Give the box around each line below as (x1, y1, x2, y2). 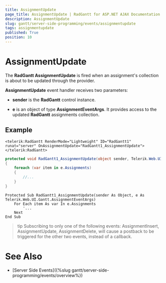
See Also (5, 250, 42, 262)
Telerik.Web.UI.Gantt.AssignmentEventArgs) (5, 197, 96, 202)
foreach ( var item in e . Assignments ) (14, 165, 92, 170)
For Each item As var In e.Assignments (14, 201, 96, 206)
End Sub (5, 214, 21, 219)
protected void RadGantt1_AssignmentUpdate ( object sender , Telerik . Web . (5, 156, 158, 161)
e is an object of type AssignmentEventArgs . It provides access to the (12, 106, 157, 112)
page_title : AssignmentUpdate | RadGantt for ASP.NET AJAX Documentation (5, 12, 161, 17)
